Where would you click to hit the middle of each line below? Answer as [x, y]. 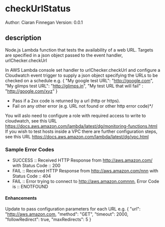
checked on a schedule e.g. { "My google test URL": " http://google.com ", [79, 80]
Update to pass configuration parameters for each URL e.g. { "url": [73, 209]
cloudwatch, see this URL [31, 121]
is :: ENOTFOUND [30, 187]
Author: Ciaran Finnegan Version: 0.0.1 [44, 22]
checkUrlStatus [38, 9]
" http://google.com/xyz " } [31, 91]
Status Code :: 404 [31, 176]
